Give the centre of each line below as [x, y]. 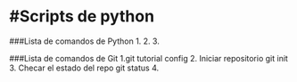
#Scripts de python [82, 16]
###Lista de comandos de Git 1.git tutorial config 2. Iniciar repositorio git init [148, 58]
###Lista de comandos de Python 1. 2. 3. [85, 41]
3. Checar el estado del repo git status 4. [84, 68]
